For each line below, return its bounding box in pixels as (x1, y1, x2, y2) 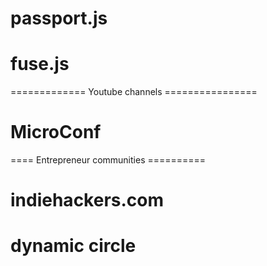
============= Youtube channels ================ (10, 86, 258, 98)
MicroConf (10, 121, 102, 144)
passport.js (10, 7, 108, 30)
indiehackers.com (10, 189, 165, 212)
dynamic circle (10, 235, 137, 257)
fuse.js (10, 53, 70, 76)
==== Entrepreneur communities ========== (10, 154, 207, 166)
